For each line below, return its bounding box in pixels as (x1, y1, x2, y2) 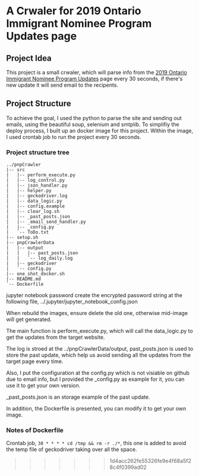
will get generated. (6, 316, 52, 323)
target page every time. (6, 358, 64, 365)
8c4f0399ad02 (109, 464, 147, 471)
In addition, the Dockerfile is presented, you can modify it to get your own (6, 405, 187, 412)
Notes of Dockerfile (6, 426, 64, 434)
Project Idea (6, 53, 52, 63)
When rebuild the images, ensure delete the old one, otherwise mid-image (6, 310, 188, 317)
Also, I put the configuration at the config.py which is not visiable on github (6, 370, 190, 377)
